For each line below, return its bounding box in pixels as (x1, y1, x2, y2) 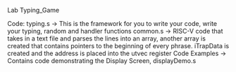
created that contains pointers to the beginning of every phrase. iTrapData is (7, 42, 230, 50)
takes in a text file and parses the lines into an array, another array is (7, 34, 206, 43)
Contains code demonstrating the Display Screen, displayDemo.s (7, 57, 197, 65)
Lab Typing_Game (7, 6, 60, 14)
